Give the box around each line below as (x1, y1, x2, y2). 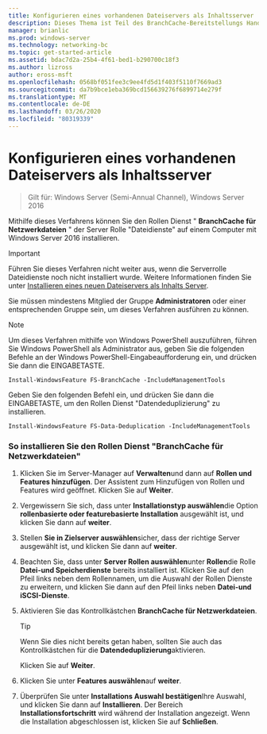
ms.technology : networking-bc (8, 41, 109, 49)
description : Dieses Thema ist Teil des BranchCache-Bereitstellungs (8, 19, 244, 27)
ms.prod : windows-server (8, 33, 91, 42)
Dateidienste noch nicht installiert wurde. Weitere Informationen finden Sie (8, 272, 252, 282)
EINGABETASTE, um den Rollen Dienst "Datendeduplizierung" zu (8, 398, 221, 408)
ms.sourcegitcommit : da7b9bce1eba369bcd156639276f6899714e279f (8, 85, 222, 94)
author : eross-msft (8, 71, 73, 79)
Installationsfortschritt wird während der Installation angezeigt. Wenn (19, 709, 250, 718)
